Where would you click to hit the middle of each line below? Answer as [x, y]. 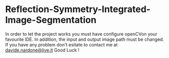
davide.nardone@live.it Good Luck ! [42, 50]
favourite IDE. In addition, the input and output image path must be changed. [85, 39]
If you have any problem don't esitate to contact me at [61, 44]
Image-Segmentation [51, 20]
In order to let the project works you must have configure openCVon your [81, 34]
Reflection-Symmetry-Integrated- [78, 9]
